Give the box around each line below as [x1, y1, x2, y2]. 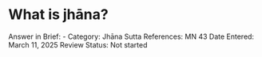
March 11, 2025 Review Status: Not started [8, 40, 148, 49]
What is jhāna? [8, 6, 109, 24]
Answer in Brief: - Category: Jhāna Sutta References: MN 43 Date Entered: [8, 32, 254, 41]
